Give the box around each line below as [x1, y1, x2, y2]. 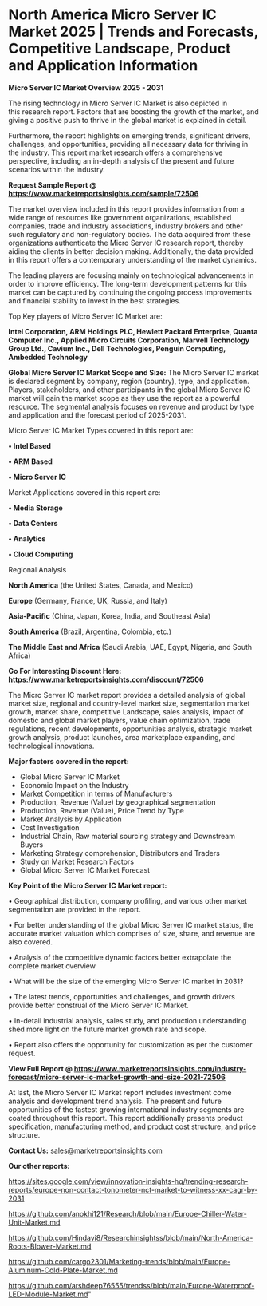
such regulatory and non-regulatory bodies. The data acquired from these [8, 229, 251, 239]
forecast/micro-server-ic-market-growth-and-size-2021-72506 [8, 1072, 226, 1082]
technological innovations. [8, 741, 95, 750]
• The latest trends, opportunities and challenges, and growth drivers [8, 991, 235, 1001]
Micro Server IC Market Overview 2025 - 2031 [8, 82, 164, 93]
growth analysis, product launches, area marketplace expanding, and [8, 732, 235, 742]
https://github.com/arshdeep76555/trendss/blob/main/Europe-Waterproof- [8, 1280, 255, 1290]
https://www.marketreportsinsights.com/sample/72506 [8, 188, 199, 198]
